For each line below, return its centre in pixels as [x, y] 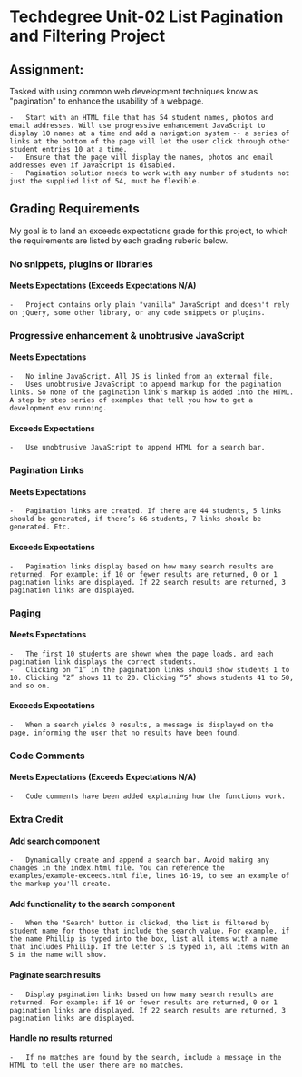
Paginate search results [55, 974]
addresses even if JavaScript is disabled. [93, 165]
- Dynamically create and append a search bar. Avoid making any [140, 860]
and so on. [30, 686]
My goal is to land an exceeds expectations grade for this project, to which [149, 231]
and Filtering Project [88, 36]
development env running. [58, 409]
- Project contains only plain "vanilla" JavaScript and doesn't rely [150, 305]
